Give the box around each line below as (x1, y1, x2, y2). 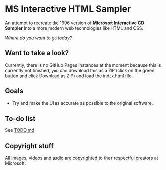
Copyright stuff (5, 142, 54, 150)
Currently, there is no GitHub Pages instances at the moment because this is (5, 62, 161, 68)
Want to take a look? (5, 49, 69, 57)
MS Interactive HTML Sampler (5, 3, 131, 15)
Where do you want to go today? (5, 35, 72, 41)
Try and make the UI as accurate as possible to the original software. (12, 100, 153, 106)
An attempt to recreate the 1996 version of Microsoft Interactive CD (5, 20, 145, 26)
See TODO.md (5, 127, 35, 133)
